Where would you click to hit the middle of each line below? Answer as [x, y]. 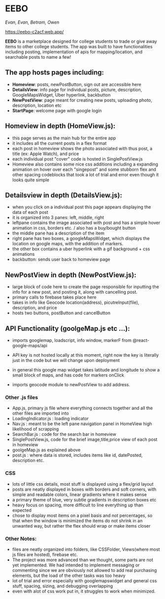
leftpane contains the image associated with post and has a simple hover [86, 223]
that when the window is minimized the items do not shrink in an [77, 521]
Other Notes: [21, 538]
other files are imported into [40, 413]
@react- [141, 340]
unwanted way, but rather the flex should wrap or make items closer [81, 526]
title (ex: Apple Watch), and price [46, 154]
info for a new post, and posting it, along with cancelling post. [75, 292]
